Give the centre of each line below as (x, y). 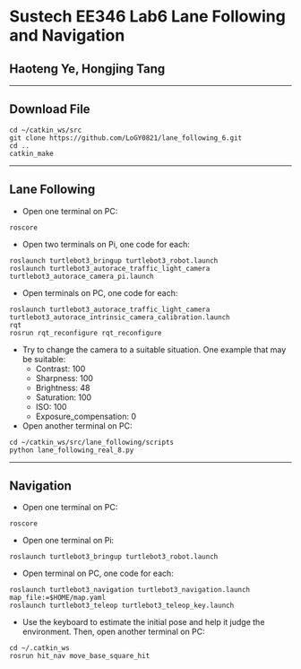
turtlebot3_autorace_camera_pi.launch (82, 276)
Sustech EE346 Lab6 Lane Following (148, 17)
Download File (50, 109)
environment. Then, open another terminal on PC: (114, 632)
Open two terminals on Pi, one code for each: (106, 244)
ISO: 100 (51, 406)
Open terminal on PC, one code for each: (98, 573)
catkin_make (31, 153)
